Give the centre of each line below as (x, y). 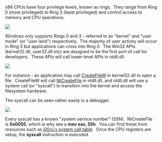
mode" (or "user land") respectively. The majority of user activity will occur (81, 41)
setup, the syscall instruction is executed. (47, 134)
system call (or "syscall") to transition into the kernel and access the (74, 86)
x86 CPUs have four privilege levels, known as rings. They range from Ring (81, 7)
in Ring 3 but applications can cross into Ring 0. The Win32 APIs (70, 46)
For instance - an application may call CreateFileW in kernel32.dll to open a (81, 75)
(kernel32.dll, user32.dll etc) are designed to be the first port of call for (76, 51)
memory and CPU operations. (35, 17)
